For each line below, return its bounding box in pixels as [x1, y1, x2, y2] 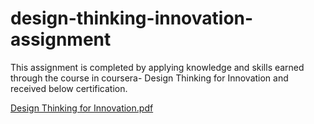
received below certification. [10, 82, 128, 94]
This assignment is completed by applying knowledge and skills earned [10, 61, 305, 73]
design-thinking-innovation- [10, 7, 254, 30]
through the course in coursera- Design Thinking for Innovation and [10, 72, 289, 84]
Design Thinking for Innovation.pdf [10, 102, 154, 114]
